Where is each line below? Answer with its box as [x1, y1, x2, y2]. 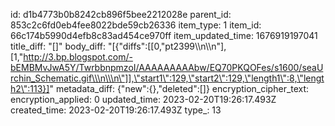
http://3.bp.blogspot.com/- [23, 51, 133, 63]
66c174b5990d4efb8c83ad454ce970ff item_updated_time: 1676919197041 [10, 30, 318, 41]
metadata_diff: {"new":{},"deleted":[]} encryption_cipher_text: [55, 83, 310, 94]
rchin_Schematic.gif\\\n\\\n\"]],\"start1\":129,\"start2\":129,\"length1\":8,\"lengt [10, 72, 325, 84]
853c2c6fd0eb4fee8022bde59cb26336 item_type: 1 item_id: [10, 19, 262, 31]
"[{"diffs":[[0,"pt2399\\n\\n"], [107, 40, 227, 52]
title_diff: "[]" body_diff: [10, 40, 106, 52]
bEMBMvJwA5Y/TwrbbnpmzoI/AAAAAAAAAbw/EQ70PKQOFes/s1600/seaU [10, 62, 324, 73]
